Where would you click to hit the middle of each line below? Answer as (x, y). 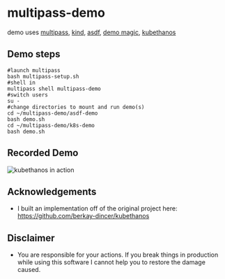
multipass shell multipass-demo (54, 89)
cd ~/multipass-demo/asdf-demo (53, 113)
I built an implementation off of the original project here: (97, 208)
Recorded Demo (43, 153)
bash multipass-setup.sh (43, 76)
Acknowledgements (52, 191)
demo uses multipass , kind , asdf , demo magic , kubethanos (92, 32)
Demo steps (34, 54)
